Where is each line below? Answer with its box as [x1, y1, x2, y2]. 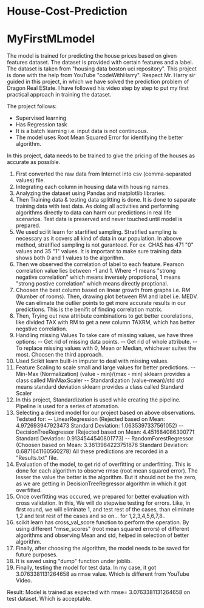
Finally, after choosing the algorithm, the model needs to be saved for [15, 545, 190, 552]
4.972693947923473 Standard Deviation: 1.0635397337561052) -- [15, 422, 184, 429]
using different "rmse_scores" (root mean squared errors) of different [15, 525, 189, 533]
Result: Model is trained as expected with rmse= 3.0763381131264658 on [7, 589, 191, 596]
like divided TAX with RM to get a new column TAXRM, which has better [15, 319, 195, 326]
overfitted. [15, 487, 42, 494]
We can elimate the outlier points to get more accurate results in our [15, 299, 186, 307]
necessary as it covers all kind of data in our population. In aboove [15, 235, 182, 242]
